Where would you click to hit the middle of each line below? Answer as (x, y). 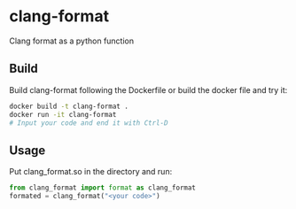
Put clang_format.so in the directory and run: (91, 172)
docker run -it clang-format (63, 114)
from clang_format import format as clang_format (103, 188)
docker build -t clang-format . (69, 106)
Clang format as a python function (72, 41)
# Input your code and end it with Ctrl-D (89, 123)
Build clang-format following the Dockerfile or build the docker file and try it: (148, 89)
